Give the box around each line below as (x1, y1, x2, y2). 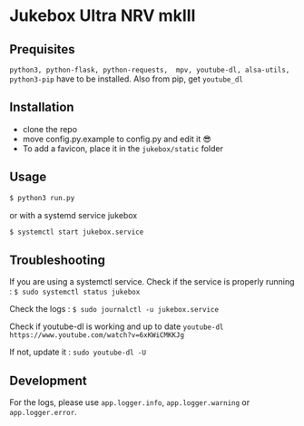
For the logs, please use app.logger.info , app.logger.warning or (9, 397, 250, 408)
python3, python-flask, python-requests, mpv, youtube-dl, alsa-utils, (9, 65, 290, 74)
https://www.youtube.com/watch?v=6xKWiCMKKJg (9, 331, 184, 340)
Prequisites (9, 42, 75, 57)
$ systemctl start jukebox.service (9, 228, 144, 237)
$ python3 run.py (9, 193, 75, 202)
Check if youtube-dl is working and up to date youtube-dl (9, 321, 224, 332)
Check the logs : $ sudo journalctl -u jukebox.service (9, 304, 220, 315)
